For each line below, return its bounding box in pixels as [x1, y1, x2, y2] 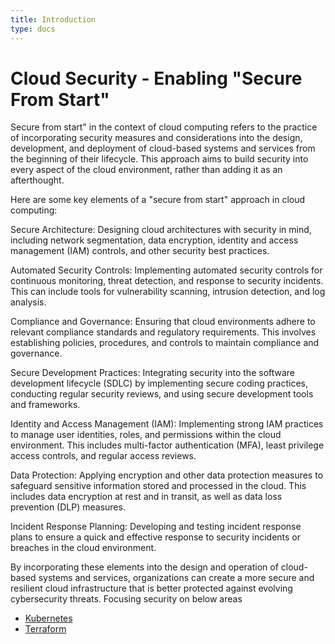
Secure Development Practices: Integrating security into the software [10, 367, 296, 379]
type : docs [10, 24, 56, 34]
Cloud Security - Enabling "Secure [10, 67, 303, 90]
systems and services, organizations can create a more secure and [38, 572, 315, 584]
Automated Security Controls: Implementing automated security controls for [10, 264, 323, 276]
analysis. [10, 296, 47, 308]
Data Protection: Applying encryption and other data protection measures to [10, 469, 324, 481]
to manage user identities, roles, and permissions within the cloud [10, 429, 282, 441]
